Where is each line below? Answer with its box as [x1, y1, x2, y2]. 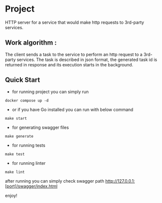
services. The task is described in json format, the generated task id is [16, 57, 158, 62]
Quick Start [5, 76, 40, 84]
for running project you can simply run [12, 89, 89, 94]
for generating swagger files [12, 125, 69, 130]
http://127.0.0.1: [105, 178, 135, 184]
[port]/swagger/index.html [5, 183, 58, 189]
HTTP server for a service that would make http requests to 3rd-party [5, 19, 145, 25]
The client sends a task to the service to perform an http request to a [5, 51, 143, 57]
